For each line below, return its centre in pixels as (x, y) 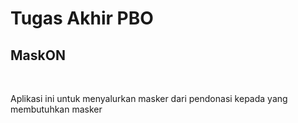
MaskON (38, 55)
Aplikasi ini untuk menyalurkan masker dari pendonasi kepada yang (149, 98)
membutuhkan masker (56, 109)
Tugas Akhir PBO (82, 18)
